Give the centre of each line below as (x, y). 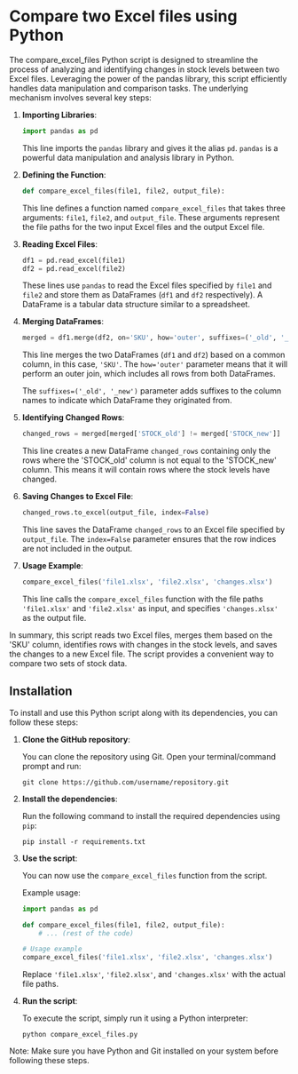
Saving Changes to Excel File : (78, 497)
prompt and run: (51, 766)
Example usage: (51, 892)
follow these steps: (43, 722)
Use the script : (50, 858)
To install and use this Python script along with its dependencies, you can (143, 712)
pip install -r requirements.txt (84, 841)
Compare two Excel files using (123, 16)
